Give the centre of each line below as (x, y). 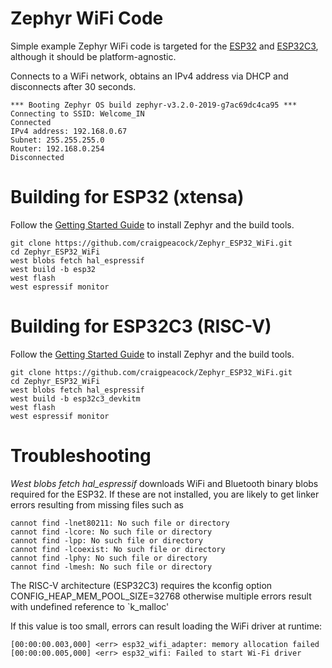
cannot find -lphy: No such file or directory (109, 558)
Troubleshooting (81, 456)
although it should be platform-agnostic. (93, 56)
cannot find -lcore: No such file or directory (111, 532)
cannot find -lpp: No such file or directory (106, 540)
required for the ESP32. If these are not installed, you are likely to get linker (165, 494)
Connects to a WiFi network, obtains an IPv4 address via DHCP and (149, 76)
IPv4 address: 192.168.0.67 (69, 131)
